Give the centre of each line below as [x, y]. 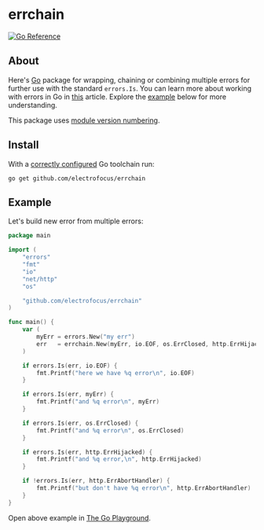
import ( [22, 250]
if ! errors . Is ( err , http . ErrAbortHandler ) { [96, 481]
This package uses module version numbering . [84, 120]
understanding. [33, 105]
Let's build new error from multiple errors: [76, 221]
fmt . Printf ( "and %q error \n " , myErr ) [98, 402]
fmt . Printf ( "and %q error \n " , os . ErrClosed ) [110, 430]
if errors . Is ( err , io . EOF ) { [70, 366]
